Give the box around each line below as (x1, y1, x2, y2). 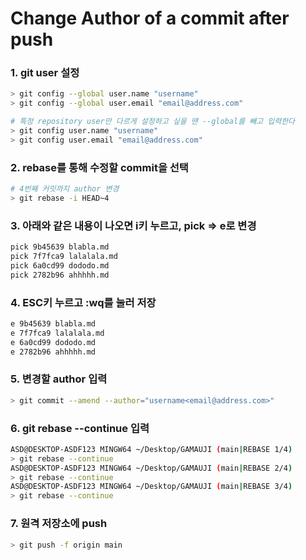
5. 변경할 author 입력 (10, 372, 108, 386)
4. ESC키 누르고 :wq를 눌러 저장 (10, 295, 157, 309)
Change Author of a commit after (10, 7, 290, 30)
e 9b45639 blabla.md (10, 319, 97, 329)
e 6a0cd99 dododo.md (10, 337, 97, 347)
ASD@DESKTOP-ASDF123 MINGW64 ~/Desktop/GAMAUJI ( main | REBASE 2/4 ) (10, 463, 293, 473)
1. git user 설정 (10, 66, 80, 80)
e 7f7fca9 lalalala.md (10, 328, 105, 338)
